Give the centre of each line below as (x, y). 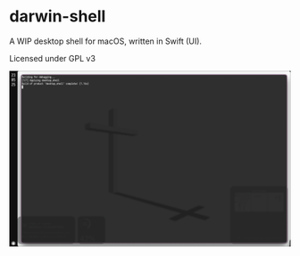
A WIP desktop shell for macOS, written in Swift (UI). (106, 41)
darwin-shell (58, 17)
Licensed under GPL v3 (53, 58)
